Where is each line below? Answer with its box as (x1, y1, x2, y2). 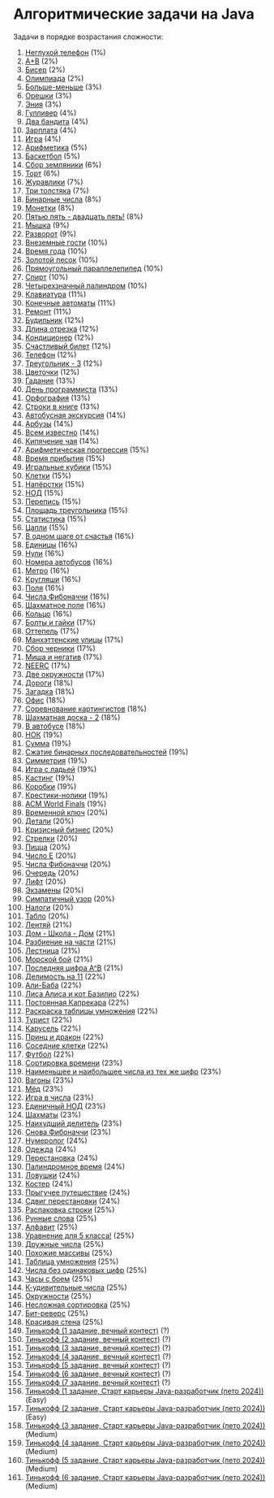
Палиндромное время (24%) (24, 1161, 126, 1171)
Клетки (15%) (24, 471, 71, 480)
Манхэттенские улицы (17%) (24, 635, 124, 645)
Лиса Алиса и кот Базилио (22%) (24, 988, 140, 998)
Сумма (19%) (24, 738, 71, 748)
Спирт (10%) (24, 271, 69, 281)
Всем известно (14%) (24, 428, 100, 437)
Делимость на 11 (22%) (24, 971, 106, 981)
